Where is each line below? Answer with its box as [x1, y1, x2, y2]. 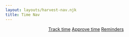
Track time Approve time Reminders [48, 26, 124, 32]
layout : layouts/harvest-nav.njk [5, 7, 77, 13]
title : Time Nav [5, 12, 40, 17]
